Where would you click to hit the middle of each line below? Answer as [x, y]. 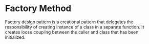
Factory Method [38, 8]
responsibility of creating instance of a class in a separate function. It [74, 27]
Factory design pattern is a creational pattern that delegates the [69, 22]
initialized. [15, 37]
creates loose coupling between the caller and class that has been [72, 32]
